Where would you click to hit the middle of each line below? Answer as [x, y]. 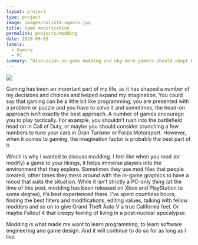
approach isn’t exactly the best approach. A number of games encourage [95, 114]
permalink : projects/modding [42, 34]
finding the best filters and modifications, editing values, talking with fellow [97, 200]
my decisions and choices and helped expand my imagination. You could [95, 95]
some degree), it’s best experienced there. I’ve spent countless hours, [91, 194]
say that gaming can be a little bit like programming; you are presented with [98, 101]
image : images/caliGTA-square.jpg [49, 22]
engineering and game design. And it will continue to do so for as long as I [96, 230]
